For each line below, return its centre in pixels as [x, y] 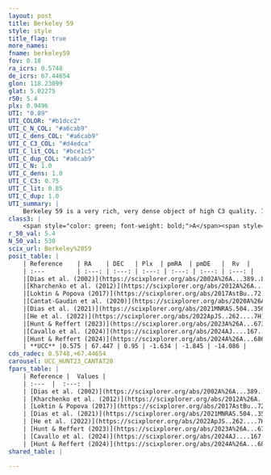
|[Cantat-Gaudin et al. [63, 301]
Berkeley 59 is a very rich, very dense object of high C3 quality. [140, 211]
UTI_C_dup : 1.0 [34, 196]
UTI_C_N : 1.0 [30, 166]
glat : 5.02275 [32, 91]
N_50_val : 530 [32, 242]
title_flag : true [38, 38]
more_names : [28, 46]
